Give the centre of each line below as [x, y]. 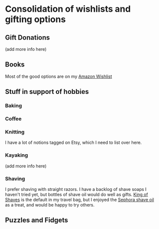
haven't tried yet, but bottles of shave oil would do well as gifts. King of [77, 194]
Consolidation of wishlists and [68, 9]
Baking [13, 106]
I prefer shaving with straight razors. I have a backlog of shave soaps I [76, 189]
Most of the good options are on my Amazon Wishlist [59, 76]
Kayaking [17, 155]
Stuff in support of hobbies [47, 92]
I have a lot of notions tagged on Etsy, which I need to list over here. [73, 142]
